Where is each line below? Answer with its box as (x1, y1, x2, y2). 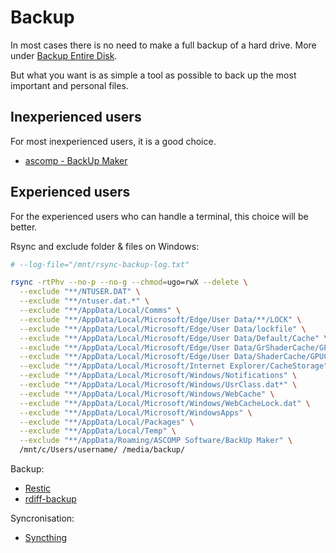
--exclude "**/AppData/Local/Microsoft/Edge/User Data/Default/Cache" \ (19, 333, 329, 343)
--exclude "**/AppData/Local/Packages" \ (19, 417, 195, 427)
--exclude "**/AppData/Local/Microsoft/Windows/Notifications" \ (19, 371, 298, 381)
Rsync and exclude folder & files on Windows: (10, 240, 200, 252)
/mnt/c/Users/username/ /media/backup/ (19, 445, 186, 455)
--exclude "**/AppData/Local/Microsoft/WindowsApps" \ (19, 407, 253, 418)
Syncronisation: (10, 512, 75, 525)
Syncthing (24, 532, 68, 544)
